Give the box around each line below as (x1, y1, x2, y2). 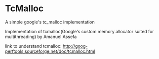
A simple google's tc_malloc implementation (5, 19, 95, 25)
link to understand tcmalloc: (5, 43, 62, 49)
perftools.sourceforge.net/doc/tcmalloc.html (5, 48, 95, 54)
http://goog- (62, 43, 88, 49)
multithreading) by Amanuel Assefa (5, 34, 77, 39)
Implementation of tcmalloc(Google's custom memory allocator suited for (5, 28, 154, 34)
